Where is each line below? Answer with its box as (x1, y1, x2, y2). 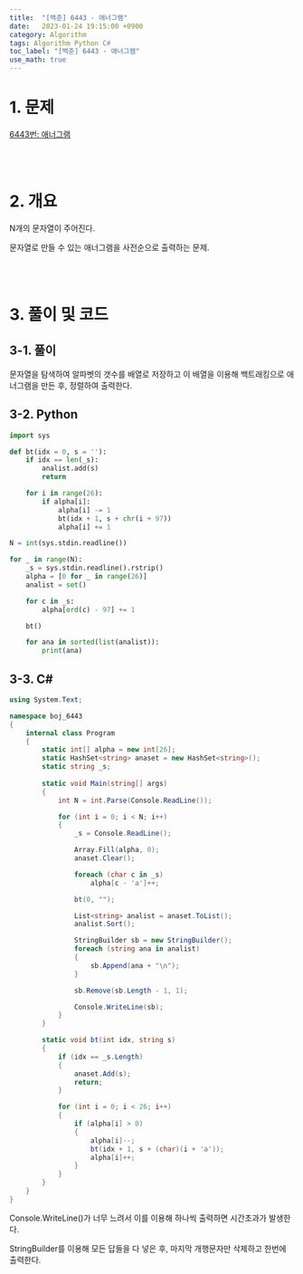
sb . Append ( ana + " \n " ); (90, 961, 180, 970)
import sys (9, 431, 51, 440)
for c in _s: (25, 597, 75, 606)
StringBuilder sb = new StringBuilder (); (73, 936, 232, 945)
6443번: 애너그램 (9, 129, 71, 139)
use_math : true (9, 55, 67, 64)
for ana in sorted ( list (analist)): (25, 637, 160, 647)
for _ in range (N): (9, 555, 83, 564)
